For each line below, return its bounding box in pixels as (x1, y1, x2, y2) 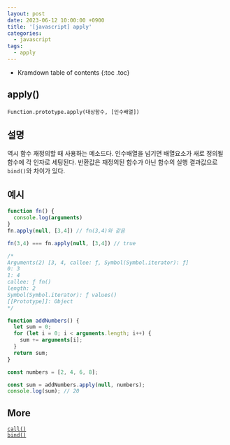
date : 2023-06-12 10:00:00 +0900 (7, 17, 105, 24)
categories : (7, 29, 42, 37)
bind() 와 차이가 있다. (7, 166, 66, 175)
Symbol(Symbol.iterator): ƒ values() (7, 291, 117, 298)
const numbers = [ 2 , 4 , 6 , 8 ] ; (7, 368, 99, 376)
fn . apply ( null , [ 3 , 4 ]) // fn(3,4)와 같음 (7, 227, 126, 234)
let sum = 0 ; (13, 323, 52, 330)
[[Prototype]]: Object (7, 298, 73, 305)
